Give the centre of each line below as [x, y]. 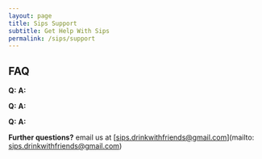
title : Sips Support [43, 23]
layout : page [30, 16]
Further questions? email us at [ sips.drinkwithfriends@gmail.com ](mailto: [131, 137]
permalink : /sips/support [52, 38]
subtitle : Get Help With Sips [59, 31]
